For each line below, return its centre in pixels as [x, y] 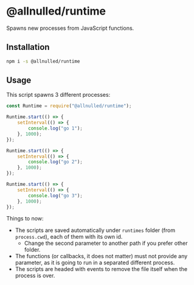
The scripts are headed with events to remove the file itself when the [101, 269]
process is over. [35, 276]
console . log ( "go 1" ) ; [56, 128]
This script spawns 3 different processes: [58, 95]
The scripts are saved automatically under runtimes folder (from [95, 230]
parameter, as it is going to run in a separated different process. [95, 262]
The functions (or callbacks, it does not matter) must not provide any [101, 256]
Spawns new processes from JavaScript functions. [70, 28]
